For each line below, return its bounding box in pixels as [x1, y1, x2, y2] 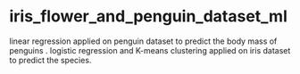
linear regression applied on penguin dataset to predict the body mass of [9, 36, 278, 46]
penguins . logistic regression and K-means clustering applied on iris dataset [9, 45, 291, 55]
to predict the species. [9, 54, 92, 65]
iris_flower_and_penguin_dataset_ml [9, 6, 287, 27]
